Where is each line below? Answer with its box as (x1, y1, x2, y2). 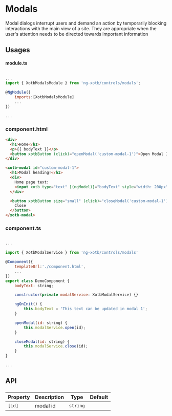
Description (35, 393, 64, 401)
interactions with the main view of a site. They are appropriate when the (5, 25, 157, 31)
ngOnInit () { (14, 301, 42, 307)
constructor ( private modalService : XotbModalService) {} (14, 292, 139, 297)
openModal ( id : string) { (14, 320, 68, 325)
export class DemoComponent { (5, 278, 70, 283)
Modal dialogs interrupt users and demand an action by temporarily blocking (5, 20, 167, 26)
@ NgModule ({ (5, 90, 31, 95)
